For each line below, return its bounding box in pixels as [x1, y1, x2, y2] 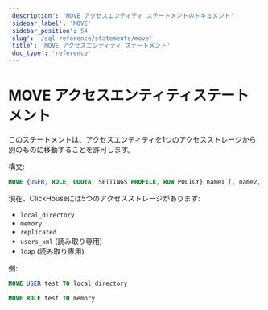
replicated [19, 228, 57, 236]
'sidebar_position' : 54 [8, 27, 89, 35]
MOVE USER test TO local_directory [8, 279, 128, 287]
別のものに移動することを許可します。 [8, 144, 135, 154]
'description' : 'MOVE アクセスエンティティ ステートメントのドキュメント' [8, 11, 235, 20]
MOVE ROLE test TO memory [8, 294, 95, 302]
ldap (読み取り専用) [19, 246, 85, 256]
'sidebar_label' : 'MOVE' [8, 19, 92, 27]
